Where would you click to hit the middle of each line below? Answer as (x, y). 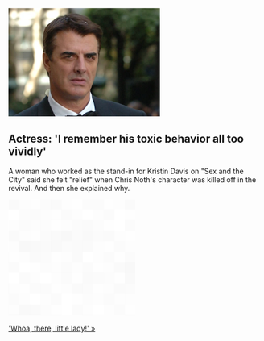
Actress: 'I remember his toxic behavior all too (126, 139)
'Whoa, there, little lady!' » (52, 328)
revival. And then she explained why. (69, 188)
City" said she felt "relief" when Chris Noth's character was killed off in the (132, 179)
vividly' (27, 152)
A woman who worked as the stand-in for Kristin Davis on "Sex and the (126, 171)
